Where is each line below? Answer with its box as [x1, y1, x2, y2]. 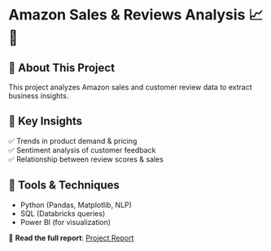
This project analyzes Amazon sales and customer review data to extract [8, 82, 252, 92]
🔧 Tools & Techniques [8, 179, 120, 193]
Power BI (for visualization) [20, 217, 111, 227]
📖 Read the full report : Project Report [8, 232, 134, 243]
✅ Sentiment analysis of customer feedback [8, 145, 156, 154]
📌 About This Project [8, 61, 116, 75]
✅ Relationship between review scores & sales [8, 154, 164, 164]
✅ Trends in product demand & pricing [8, 136, 138, 145]
